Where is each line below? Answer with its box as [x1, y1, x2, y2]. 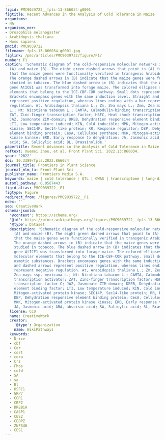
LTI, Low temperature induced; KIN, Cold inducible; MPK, [9, 121, 131, 126]
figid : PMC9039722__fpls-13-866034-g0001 [5, 7, 91, 12]
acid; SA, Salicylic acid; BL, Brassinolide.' [9, 140, 107, 145]
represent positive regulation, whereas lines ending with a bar [9, 99, 146, 104]
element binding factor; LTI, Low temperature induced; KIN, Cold [14, 286, 153, 291]
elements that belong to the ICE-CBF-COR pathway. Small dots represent [9, 89, 162, 94]
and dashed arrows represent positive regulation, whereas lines [14, 263, 151, 268]
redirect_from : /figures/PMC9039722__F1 [5, 195, 89, 200]
